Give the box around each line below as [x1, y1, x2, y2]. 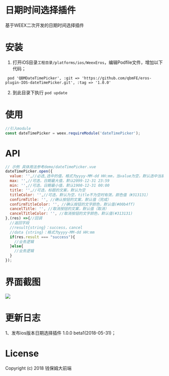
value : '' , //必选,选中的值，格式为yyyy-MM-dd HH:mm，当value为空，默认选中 [10, 174, 157, 179]
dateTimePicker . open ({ [5, 169, 53, 174]
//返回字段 [10, 220, 30, 225]
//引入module [5, 126, 31, 131]
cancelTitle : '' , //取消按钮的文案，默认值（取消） [10, 206, 109, 211]
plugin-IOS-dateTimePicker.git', [5, 80, 75, 85]
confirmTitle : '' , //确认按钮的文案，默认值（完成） [10, 197, 111, 202]
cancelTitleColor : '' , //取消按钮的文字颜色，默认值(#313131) [10, 211, 133, 216]
